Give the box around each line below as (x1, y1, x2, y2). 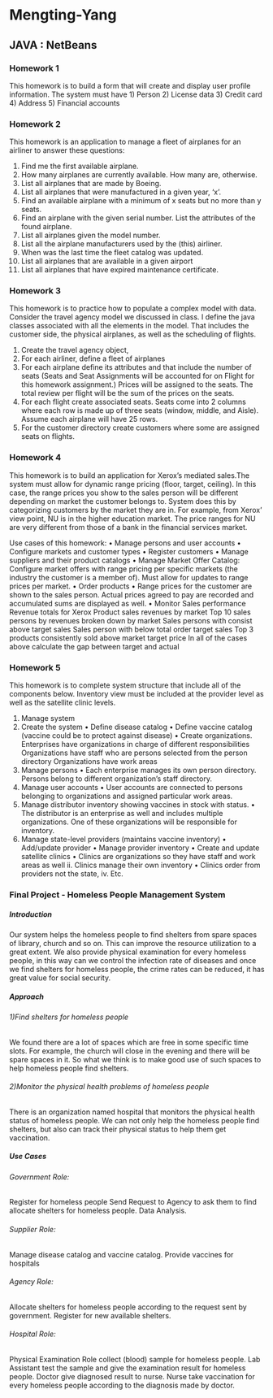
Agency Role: (9, 1277, 54, 1287)
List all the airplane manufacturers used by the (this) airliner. (20, 239, 223, 249)
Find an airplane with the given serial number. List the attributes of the (20, 213, 256, 223)
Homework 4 (9, 452, 62, 463)
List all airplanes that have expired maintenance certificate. (20, 265, 219, 275)
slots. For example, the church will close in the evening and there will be (9, 1046, 250, 1056)
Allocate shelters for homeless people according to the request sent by (9, 1302, 247, 1312)
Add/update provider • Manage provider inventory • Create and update (20, 843, 260, 853)
